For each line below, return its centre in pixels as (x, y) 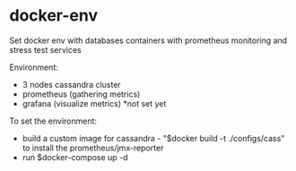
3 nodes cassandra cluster (71, 84)
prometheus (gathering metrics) (81, 94)
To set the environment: (53, 121)
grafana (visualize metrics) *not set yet (94, 103)
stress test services (46, 49)
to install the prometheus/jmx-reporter (93, 148)
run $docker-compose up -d (75, 157)
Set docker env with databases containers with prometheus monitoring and (148, 40)
